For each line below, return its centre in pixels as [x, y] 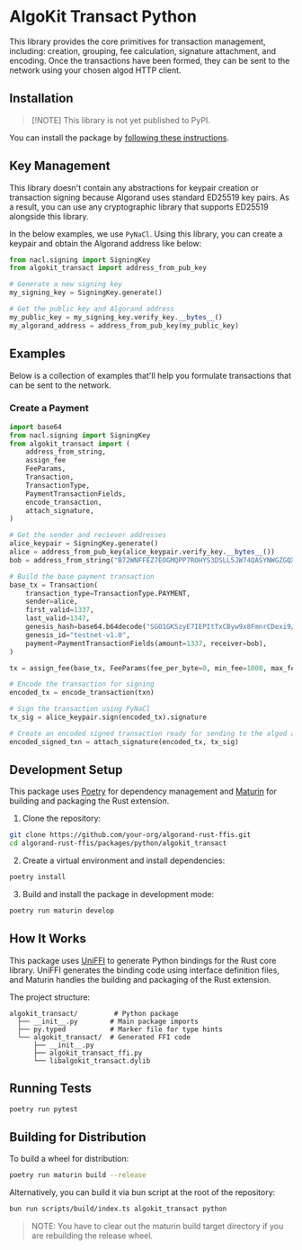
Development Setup [66, 770]
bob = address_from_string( [62, 560]
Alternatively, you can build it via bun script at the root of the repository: [142, 1192]
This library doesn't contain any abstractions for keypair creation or [134, 187]
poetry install [38, 877]
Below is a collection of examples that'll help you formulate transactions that [151, 375]
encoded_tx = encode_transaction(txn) [82, 693]
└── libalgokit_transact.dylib [92, 1061]
